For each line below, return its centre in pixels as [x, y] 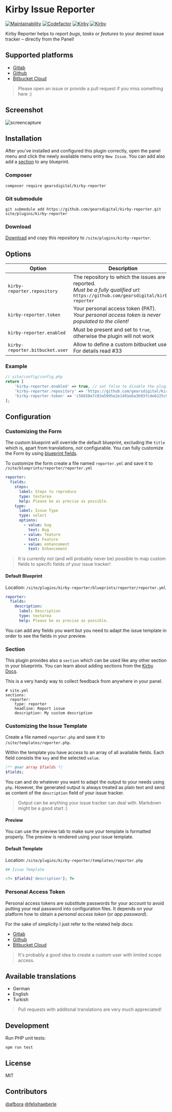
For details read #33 [98, 351]
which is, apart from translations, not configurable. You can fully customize [84, 448]
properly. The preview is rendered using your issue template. [70, 837]
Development [27, 1025]
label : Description [39, 611]
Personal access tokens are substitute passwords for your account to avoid [85, 903]
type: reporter [31, 704]
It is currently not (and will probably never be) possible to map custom [92, 559]
